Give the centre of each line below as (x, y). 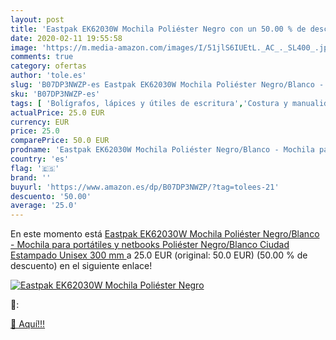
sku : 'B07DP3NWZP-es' (55, 94)
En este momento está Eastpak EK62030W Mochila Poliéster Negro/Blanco (165, 234)
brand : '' (31, 177)
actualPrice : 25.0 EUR (57, 112)
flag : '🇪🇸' (35, 168)
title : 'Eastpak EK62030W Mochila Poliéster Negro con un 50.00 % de (158, 29)
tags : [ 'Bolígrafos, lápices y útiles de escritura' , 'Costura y (149, 103)
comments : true (42, 57)
